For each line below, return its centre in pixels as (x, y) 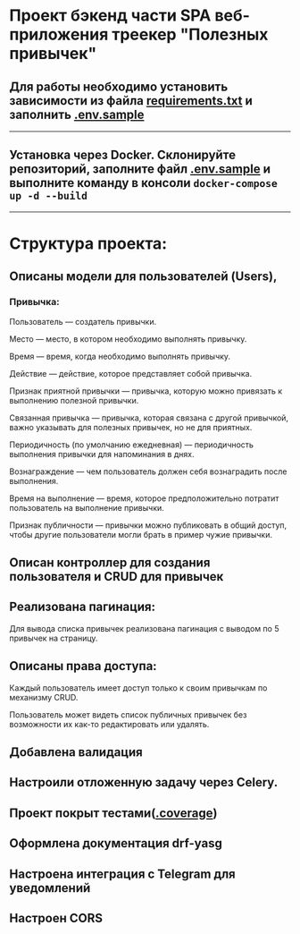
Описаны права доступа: (83, 666)
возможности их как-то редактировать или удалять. (109, 724)
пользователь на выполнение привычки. (87, 507)
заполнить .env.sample (77, 114)
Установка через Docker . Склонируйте (123, 155)
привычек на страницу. (54, 638)
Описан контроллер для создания (110, 563)
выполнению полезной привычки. (74, 400)
